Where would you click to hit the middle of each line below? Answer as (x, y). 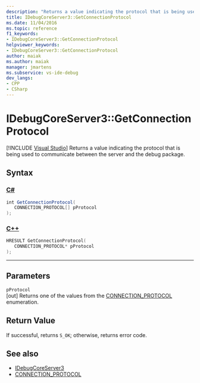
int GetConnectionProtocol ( (41, 202)
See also (22, 354)
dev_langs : (20, 78)
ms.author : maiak (28, 61)
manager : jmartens (29, 67)
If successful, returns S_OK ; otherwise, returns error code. (77, 335)
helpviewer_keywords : (33, 45)
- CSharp (17, 89)
